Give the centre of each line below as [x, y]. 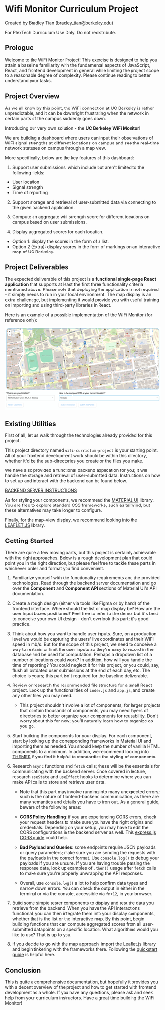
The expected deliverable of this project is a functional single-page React [81, 279]
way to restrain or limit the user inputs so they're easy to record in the [83, 649]
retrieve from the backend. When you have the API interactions [76, 908]
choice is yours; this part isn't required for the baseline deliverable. [80, 676]
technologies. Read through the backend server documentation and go [84, 583]
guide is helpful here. [34, 955]
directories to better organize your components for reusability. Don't [89, 716]
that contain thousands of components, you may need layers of [84, 711]
